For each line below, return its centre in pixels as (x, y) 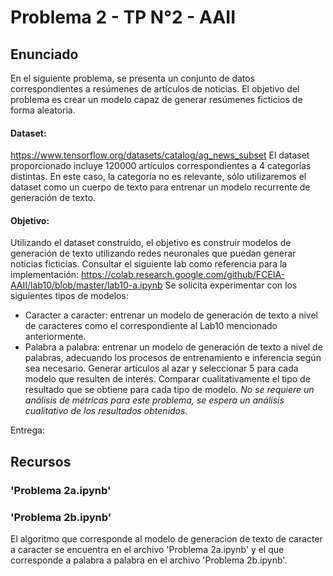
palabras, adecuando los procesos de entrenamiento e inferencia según (173, 358)
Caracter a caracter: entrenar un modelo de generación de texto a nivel (171, 315)
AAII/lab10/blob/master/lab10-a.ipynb (86, 285)
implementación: (45, 275)
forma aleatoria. (43, 110)
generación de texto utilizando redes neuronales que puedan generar (153, 253)
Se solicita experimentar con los (231, 285)
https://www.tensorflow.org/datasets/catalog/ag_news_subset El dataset (160, 155)
